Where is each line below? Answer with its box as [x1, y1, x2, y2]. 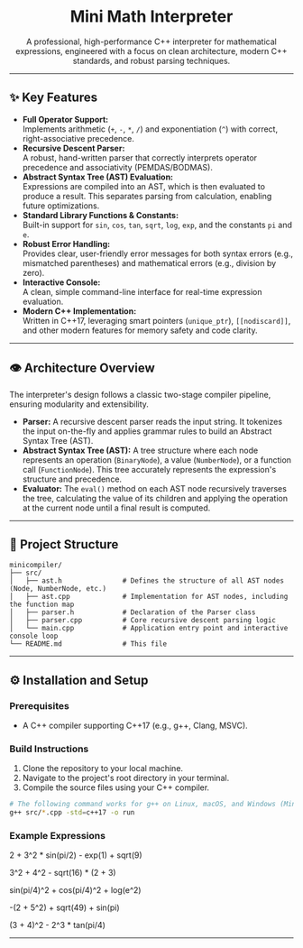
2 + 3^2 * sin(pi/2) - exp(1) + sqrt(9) [9, 850, 142, 861]
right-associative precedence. [22, 133, 135, 143]
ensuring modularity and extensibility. [9, 399, 149, 410]
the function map [9, 600, 75, 610]
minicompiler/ [9, 561, 63, 570]
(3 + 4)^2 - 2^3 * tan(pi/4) [9, 920, 106, 931]
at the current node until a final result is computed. [22, 502, 211, 513]
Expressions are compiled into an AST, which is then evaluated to [22, 180, 266, 191]
